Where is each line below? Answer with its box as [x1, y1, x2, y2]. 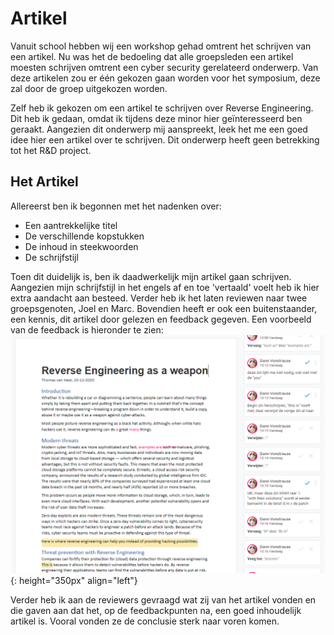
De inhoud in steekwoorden [24, 240, 139, 252]
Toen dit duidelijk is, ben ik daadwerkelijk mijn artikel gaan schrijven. [10, 270, 292, 282]
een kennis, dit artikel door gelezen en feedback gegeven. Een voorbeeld [10, 313, 312, 325]
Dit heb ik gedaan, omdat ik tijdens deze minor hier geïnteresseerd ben [10, 112, 303, 124]
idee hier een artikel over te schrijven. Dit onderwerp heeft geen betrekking [10, 133, 320, 146]
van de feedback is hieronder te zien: [10, 323, 164, 336]
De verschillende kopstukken [24, 230, 145, 242]
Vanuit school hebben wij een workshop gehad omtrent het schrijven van [10, 40, 312, 52]
